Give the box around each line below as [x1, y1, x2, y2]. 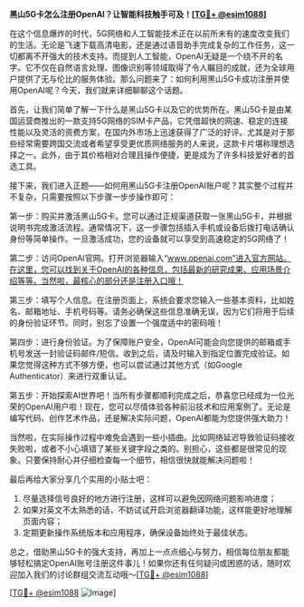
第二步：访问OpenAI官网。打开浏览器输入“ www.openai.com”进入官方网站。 [9, 253, 291, 263]
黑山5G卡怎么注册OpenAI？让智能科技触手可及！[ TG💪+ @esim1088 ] [9, 9, 267, 19]
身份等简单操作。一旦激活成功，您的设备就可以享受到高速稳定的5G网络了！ [9, 233, 290, 244]
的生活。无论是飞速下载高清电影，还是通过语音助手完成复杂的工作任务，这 [9, 40, 287, 50]
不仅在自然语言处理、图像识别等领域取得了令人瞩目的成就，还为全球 [33, 63, 287, 73]
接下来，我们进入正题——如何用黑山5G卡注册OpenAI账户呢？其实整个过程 [9, 181, 286, 191]
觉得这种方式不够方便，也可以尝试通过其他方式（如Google [24, 359, 242, 370]
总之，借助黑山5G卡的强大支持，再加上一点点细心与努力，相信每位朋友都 [9, 546, 282, 557]
